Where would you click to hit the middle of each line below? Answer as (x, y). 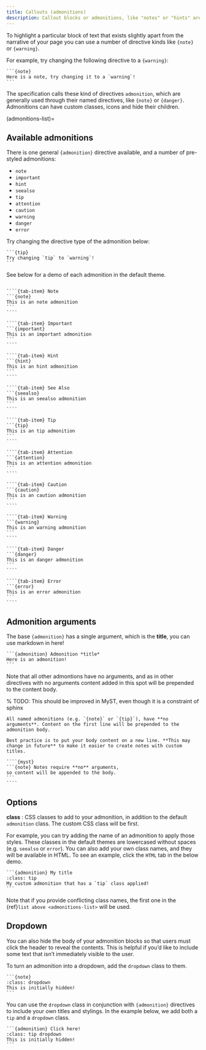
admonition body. (29, 730)
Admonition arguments (51, 621)
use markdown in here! (35, 643)
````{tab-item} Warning (37, 517)
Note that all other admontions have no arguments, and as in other (90, 676)
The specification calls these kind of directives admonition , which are (93, 93)
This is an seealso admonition (46, 399)
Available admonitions (50, 138)
